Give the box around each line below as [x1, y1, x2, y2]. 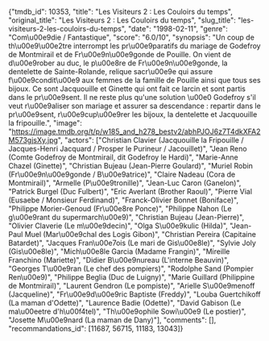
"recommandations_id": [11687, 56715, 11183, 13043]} [8, 324, 184, 333]
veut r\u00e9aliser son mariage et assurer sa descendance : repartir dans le [8, 101, 262, 110]
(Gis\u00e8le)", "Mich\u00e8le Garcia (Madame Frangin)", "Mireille [8, 247, 230, 256]
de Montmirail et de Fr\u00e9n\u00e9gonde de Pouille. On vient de [8, 50, 232, 59]
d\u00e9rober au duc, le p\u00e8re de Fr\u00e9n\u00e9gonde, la [8, 58, 228, 68]
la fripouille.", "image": [8, 119, 83, 127]
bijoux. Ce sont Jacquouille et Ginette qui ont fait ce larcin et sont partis [8, 84, 246, 94]
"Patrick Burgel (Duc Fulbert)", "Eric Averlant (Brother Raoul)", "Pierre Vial [8, 187, 252, 196]
